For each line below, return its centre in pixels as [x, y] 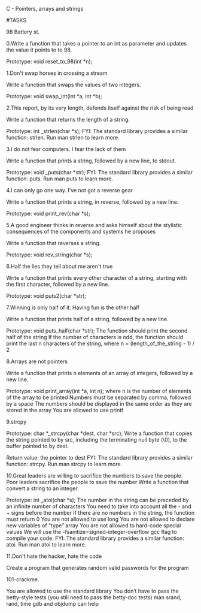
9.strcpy [16, 422]
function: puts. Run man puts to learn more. [60, 179]
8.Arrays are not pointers [37, 361]
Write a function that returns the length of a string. [68, 120]
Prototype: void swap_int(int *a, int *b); [54, 96]
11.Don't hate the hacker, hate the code [54, 556]
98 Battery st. [23, 32]
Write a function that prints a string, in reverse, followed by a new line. [92, 202]
